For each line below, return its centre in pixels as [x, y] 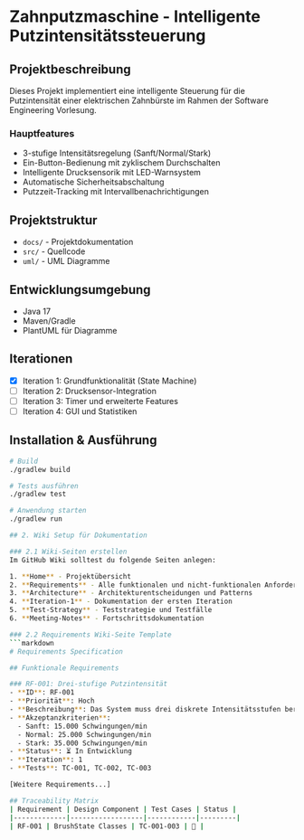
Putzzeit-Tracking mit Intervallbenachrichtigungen [116, 192]
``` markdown [32, 643]
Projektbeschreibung [70, 69]
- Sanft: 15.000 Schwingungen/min [82, 726]
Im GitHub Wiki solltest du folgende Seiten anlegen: [113, 560]
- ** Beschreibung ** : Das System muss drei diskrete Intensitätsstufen [145, 710]
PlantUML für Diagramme [70, 330]
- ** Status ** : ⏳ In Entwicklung [71, 751]
